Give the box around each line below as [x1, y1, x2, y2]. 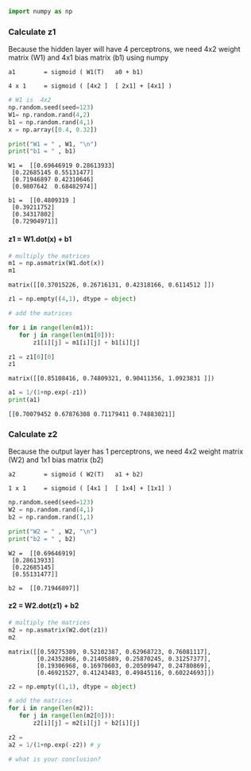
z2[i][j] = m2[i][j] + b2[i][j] [33, 719, 141, 727]
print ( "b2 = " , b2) [8, 535, 77, 543]
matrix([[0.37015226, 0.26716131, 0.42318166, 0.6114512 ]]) [8, 281, 215, 290]
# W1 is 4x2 [8, 96, 52, 104]
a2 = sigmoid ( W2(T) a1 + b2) [8, 470, 145, 479]
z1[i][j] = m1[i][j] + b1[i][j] [33, 338, 141, 346]
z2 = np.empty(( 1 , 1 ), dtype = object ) [8, 683, 137, 691]
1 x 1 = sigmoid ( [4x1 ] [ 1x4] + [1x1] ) [8, 485, 172, 493]
